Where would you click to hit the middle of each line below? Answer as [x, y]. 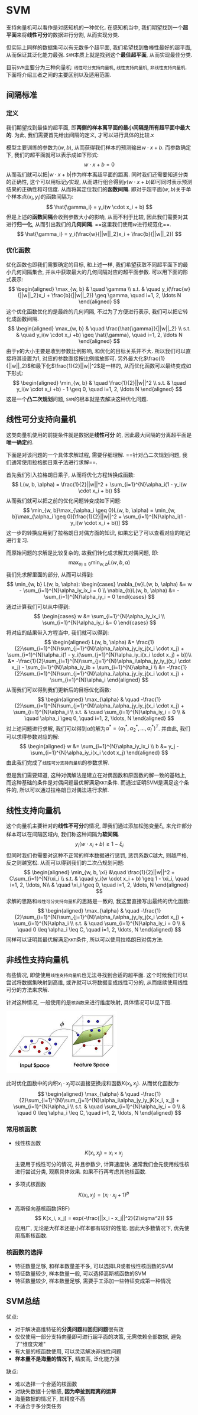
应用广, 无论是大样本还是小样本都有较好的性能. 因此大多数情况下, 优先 [99, 1228]
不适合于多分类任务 [38, 1406]
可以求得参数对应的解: [33, 737]
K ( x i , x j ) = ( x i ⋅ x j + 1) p [104, 1195]
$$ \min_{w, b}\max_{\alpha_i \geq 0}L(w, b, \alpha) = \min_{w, [99, 510]
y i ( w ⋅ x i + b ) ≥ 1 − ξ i [99, 844]
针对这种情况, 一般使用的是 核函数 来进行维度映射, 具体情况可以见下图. [89, 1002]
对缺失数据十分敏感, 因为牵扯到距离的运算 [65, 1391]
